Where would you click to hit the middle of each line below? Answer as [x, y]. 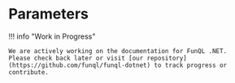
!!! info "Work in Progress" [52, 36]
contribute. [28, 72]
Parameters [49, 14]
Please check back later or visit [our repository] [98, 58]
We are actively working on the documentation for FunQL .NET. [118, 51]
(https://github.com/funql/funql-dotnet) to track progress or [118, 65]
